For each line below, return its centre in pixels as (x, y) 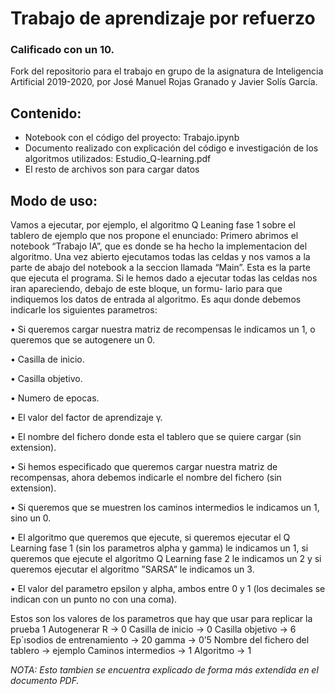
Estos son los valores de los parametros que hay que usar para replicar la (161, 619)
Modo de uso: (54, 200)
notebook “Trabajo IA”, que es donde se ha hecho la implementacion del (159, 246)
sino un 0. (31, 518)
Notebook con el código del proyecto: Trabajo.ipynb (132, 138)
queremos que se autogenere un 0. (82, 340)
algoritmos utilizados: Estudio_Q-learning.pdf (118, 159)
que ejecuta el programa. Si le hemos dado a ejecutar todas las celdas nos (164, 278)
